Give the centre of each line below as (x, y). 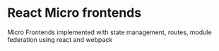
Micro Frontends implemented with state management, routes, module (109, 32)
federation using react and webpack (60, 39)
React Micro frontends (75, 13)
